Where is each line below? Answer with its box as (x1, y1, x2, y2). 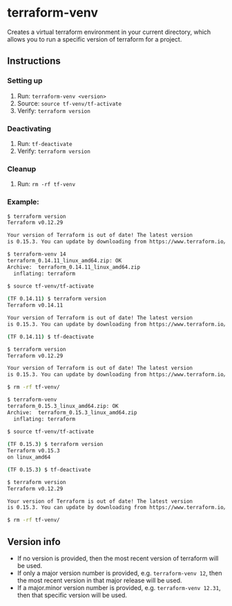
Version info (7, 535, 61, 548)
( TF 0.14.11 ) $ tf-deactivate (7, 333, 95, 340)
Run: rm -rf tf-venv (17, 180, 76, 188)
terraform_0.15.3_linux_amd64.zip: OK (7, 402, 119, 409)
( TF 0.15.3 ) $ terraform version (7, 441, 104, 448)
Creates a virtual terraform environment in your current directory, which (7, 28, 211, 36)
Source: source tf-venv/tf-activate (17, 99, 122, 107)
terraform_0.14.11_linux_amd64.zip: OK (7, 257, 122, 264)
